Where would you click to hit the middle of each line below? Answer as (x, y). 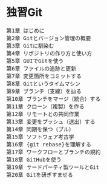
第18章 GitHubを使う (34, 159)
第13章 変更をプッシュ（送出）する (51, 121)
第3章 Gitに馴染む (30, 46)
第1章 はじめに (25, 30)
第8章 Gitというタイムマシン (43, 83)
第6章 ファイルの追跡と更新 (41, 68)
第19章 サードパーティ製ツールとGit (53, 167)
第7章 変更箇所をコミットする (44, 76)
